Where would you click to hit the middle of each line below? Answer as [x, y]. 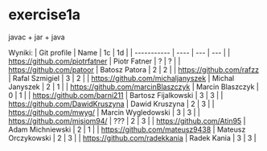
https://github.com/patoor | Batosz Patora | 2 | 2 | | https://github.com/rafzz [134, 69]
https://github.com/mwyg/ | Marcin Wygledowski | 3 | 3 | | [105, 112]
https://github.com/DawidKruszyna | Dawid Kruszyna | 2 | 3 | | [111, 104]
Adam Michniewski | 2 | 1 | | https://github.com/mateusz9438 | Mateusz [127, 129]
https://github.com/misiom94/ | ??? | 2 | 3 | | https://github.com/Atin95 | [127, 120]
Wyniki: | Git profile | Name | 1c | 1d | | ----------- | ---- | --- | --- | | [119, 52]
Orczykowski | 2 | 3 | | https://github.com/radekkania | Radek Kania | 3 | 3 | [133, 137]
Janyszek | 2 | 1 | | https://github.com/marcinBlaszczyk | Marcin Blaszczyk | [133, 87]
